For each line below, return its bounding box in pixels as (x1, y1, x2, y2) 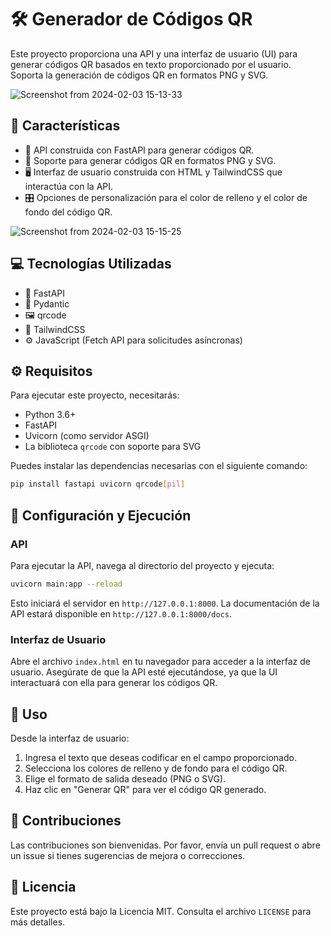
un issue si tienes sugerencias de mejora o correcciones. (10, 849, 246, 861)
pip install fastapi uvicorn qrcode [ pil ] (10, 479, 186, 490)
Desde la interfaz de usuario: (10, 732, 130, 744)
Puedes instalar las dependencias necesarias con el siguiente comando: (10, 460, 308, 472)
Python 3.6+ (24, 409, 77, 421)
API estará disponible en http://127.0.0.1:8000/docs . (10, 607, 233, 620)
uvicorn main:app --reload (10, 579, 123, 589)
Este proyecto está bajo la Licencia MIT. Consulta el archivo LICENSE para (10, 905, 312, 917)
